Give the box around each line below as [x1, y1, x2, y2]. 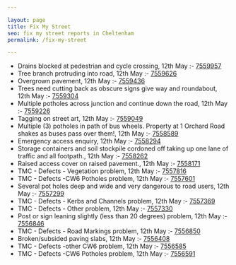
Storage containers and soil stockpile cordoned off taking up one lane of [17, 144, 229, 153]
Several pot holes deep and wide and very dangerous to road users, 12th [17, 182, 230, 191]
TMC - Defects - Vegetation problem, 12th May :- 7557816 [17, 167, 187, 175]
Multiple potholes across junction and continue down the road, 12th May [17, 100, 228, 108]
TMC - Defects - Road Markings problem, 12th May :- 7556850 [17, 227, 201, 235]
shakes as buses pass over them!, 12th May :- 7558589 [17, 129, 179, 138]
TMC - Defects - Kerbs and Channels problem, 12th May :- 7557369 [17, 197, 216, 206]
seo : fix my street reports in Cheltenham [7, 30, 134, 37]
